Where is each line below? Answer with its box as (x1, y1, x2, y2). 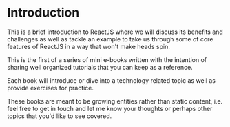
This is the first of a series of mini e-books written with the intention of (7, 55, 207, 63)
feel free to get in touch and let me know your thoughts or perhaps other (7, 104, 213, 113)
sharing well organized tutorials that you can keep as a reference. (7, 63, 193, 71)
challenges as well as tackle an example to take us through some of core (7, 35, 213, 43)
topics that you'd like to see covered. (7, 112, 112, 120)
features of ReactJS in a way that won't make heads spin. (7, 42, 171, 50)
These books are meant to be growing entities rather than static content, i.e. (7, 97, 223, 105)
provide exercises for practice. (7, 84, 94, 92)
